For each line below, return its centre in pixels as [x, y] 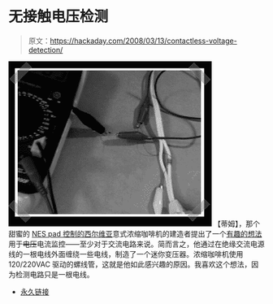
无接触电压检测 [58, 17]
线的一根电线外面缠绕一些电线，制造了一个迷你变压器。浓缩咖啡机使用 [126, 254]
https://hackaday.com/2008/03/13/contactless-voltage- [143, 41]
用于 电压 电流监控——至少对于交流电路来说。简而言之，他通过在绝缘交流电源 [136, 244]
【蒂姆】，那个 [236, 224]
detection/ [45, 50]
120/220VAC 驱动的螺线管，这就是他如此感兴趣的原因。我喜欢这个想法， [130, 264]
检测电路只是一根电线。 [54, 274]
